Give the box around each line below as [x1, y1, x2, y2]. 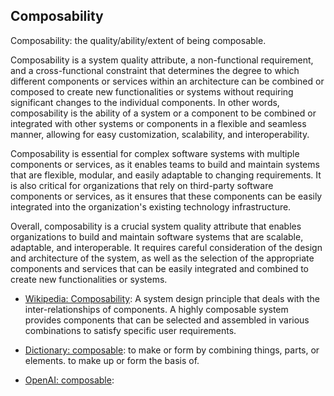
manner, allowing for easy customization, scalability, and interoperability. [10, 128, 310, 140]
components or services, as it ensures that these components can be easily [10, 190, 323, 202]
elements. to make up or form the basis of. [24, 354, 200, 366]
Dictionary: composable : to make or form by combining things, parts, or [24, 344, 320, 356]
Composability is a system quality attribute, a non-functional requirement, [10, 54, 314, 66]
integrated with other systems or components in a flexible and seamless [10, 117, 307, 129]
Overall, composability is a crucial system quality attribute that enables [10, 220, 302, 232]
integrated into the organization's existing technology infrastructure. [10, 200, 292, 213]
